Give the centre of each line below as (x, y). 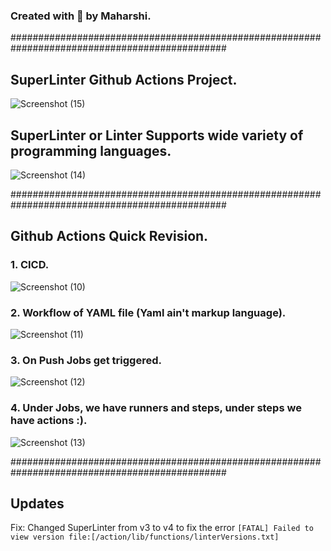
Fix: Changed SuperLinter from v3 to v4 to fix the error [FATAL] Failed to (162, 528)
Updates (37, 503)
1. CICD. (30, 265)
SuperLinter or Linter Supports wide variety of (157, 135)
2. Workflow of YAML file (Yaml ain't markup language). (148, 312)
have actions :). (49, 421)
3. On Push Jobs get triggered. (86, 360)
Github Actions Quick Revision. (109, 236)
